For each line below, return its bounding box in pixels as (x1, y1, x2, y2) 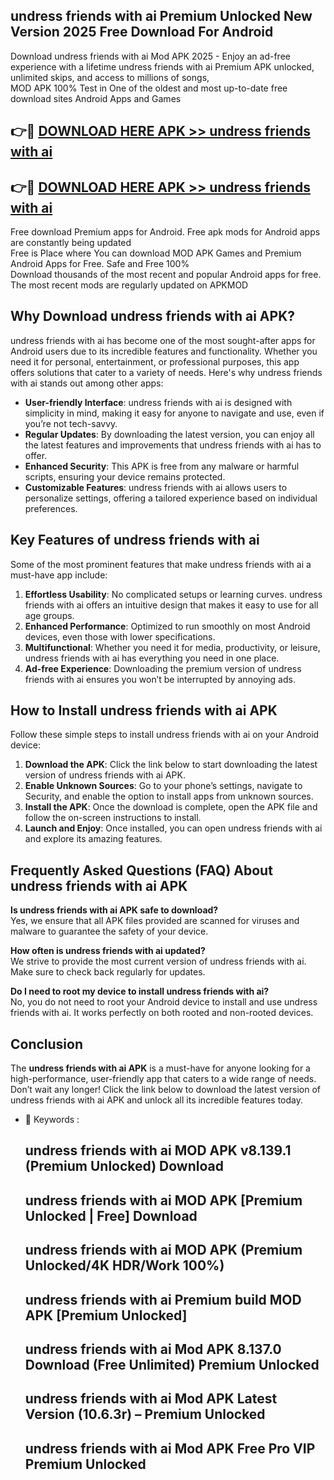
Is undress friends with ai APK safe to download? (10, 904, 219, 916)
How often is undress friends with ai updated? (10, 945, 206, 957)
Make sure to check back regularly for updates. (10, 966, 206, 978)
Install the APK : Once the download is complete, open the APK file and (24, 801, 318, 813)
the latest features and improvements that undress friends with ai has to (24, 439, 322, 451)
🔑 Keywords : (24, 1114, 80, 1126)
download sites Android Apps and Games (10, 92, 182, 104)
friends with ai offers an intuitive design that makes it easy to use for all (24, 599, 319, 611)
